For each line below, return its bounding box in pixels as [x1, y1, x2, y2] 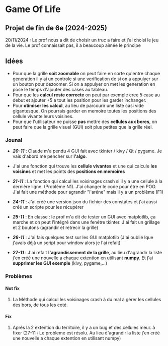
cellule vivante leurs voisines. [12, 113, 74, 119]
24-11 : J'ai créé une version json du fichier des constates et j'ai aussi [12, 199, 157, 205]
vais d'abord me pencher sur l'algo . [12, 153, 87, 159]
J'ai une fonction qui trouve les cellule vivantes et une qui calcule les [12, 163, 157, 169]
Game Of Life [5, 4, 61, 15]
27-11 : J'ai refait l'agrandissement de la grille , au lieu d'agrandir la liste [12, 250, 162, 256]
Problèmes [5, 273, 33, 280]
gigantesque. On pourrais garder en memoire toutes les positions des [12, 107, 157, 114]
